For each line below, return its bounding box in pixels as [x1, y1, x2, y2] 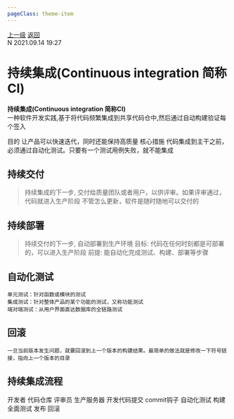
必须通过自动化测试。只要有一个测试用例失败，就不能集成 [7, 145, 174, 154]
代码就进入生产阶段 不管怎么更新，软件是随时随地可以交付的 [24, 197, 199, 206]
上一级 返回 [7, 30, 40, 39]
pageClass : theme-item [7, 10, 74, 18]
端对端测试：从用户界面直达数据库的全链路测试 [7, 306, 123, 313]
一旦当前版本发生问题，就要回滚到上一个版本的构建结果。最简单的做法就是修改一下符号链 [7, 347, 227, 354]
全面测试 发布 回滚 [7, 404, 60, 413]
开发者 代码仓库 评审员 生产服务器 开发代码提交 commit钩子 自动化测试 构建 [7, 395, 226, 404]
